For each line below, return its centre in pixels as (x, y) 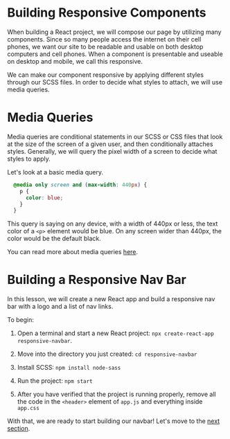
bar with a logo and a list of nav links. (60, 307)
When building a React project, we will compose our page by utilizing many (114, 32)
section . (19, 429)
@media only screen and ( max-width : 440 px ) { (80, 185)
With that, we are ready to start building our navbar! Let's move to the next (114, 421)
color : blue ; (44, 198)
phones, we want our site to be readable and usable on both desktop (105, 46)
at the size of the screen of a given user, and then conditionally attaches (110, 144)
